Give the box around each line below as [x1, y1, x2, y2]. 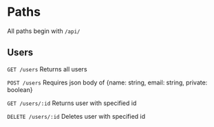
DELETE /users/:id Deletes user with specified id [7, 112, 146, 120]
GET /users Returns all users [7, 65, 87, 73]
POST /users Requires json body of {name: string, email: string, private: [7, 78, 208, 86]
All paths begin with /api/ [7, 27, 81, 35]
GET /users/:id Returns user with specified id [7, 99, 137, 107]
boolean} [7, 85, 33, 93]
